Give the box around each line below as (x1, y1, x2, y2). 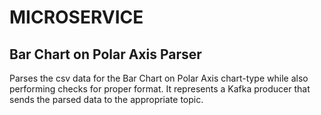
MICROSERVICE (9, 6, 144, 29)
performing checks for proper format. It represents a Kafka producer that (9, 83, 311, 95)
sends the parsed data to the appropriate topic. (9, 94, 204, 105)
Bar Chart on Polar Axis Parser (9, 46, 202, 63)
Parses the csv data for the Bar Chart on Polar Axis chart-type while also (9, 72, 309, 84)
